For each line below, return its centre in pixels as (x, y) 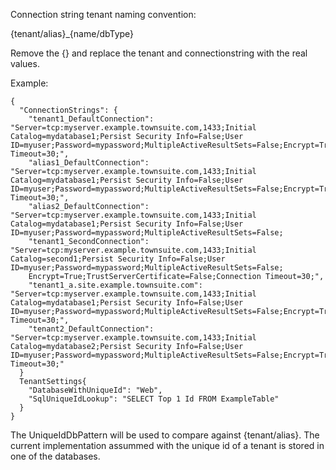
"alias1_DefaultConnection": (89, 163)
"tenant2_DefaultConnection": (91, 329)
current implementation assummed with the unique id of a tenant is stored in (167, 445)
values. (25, 63)
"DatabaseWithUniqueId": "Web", (95, 390)
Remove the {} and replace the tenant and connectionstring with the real (159, 53)
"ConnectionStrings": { (68, 110)
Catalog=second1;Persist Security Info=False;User (118, 259)
